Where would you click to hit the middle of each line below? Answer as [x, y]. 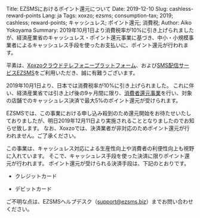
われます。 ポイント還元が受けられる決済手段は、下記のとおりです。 [106, 163]
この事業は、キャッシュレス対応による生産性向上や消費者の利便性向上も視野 [100, 148]
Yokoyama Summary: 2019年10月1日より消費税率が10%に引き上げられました [100, 30]
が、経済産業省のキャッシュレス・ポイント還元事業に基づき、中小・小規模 [98, 37]
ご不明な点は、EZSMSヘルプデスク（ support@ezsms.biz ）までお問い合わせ [100, 202]
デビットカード [33, 189]
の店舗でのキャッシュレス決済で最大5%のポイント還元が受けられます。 [94, 100]
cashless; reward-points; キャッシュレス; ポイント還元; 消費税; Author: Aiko [99, 22]
